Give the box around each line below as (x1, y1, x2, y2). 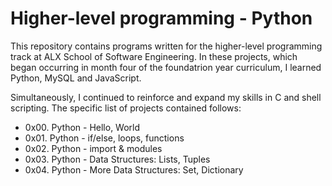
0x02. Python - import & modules (24, 142, 163, 154)
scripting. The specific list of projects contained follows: (10, 102, 242, 114)
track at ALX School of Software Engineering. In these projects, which (10, 50, 298, 62)
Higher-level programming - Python (10, 7, 313, 30)
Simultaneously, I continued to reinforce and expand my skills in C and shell (10, 91, 322, 103)
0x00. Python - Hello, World (24, 121, 141, 133)
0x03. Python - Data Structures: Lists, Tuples (24, 153, 211, 165)
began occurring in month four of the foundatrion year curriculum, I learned (10, 61, 322, 73)
